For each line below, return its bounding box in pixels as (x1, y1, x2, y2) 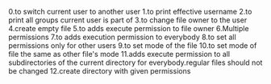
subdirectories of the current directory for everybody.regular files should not (8, 58, 263, 67)
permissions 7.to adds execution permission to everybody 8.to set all (8, 32, 236, 42)
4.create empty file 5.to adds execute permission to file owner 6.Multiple (8, 24, 249, 33)
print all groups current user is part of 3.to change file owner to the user (8, 15, 248, 25)
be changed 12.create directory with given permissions (8, 66, 191, 75)
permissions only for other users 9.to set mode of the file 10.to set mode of (8, 41, 257, 50)
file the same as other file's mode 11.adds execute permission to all (8, 50, 231, 58)
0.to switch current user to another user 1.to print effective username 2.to (8, 7, 252, 16)
